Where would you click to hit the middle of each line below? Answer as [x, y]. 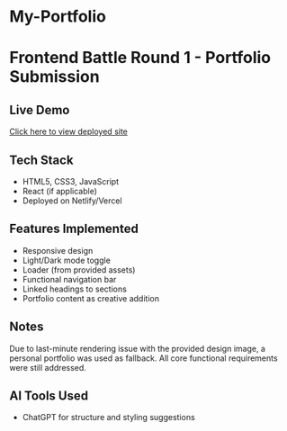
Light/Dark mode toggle [66, 260]
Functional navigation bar [69, 279]
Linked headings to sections [75, 289]
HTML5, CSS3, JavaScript [71, 181]
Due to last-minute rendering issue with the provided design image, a [137, 348]
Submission [55, 77]
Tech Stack [41, 160]
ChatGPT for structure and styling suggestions [108, 418]
